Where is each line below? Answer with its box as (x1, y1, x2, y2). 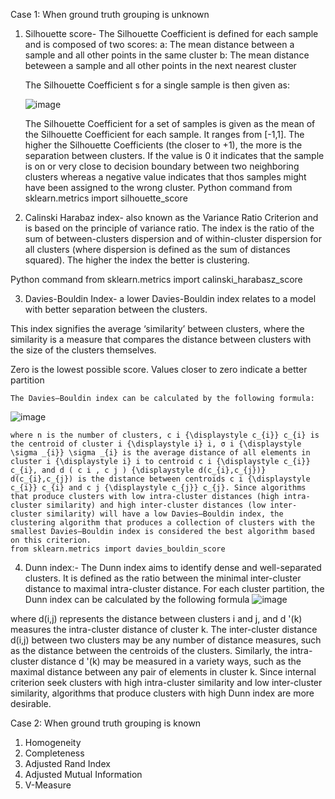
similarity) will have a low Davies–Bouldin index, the (46, 509, 284, 519)
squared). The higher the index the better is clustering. (24, 254, 250, 266)
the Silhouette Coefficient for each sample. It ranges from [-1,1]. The (24, 129, 305, 140)
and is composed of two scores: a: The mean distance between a (24, 39, 295, 50)
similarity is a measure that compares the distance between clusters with (10, 334, 312, 345)
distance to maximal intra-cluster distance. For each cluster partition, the (24, 583, 325, 594)
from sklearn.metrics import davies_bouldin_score (10, 544, 226, 554)
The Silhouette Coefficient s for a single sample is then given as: (24, 79, 290, 91)
